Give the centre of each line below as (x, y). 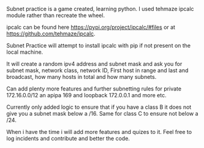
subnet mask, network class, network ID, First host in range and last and (97, 70)
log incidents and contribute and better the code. (68, 138)
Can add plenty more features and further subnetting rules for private (94, 89)
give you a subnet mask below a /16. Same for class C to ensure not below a (102, 113)
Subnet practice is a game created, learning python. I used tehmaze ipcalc (100, 9)
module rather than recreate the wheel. (56, 15)
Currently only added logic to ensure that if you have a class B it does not (99, 107)
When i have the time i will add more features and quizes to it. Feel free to (99, 132)
